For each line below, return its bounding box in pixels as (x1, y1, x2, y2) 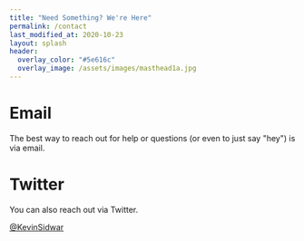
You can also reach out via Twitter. (9, 204, 139, 215)
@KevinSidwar (9, 221, 64, 232)
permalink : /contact (9, 22, 88, 31)
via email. (9, 142, 45, 153)
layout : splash (9, 38, 67, 48)
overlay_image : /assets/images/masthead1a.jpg (17, 64, 197, 73)
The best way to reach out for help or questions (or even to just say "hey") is (9, 132, 296, 143)
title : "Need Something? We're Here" (9, 13, 152, 23)
